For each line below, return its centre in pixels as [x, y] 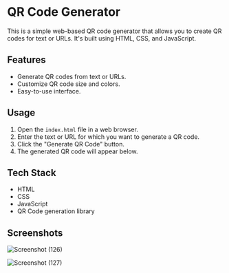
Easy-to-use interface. [49, 91]
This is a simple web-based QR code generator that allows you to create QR [115, 31]
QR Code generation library [56, 211]
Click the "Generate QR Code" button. [71, 144]
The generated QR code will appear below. [78, 151]
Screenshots [35, 233]
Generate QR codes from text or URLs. [72, 76]
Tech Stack [32, 173]
